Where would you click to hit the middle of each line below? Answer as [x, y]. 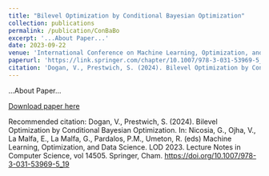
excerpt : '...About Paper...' [59, 38]
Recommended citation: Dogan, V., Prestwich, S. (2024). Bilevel [113, 122]
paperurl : [25, 61]
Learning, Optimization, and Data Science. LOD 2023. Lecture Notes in [125, 147]
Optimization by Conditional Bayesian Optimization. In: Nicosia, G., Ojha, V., [132, 130]
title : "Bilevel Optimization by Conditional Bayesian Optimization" [127, 16]
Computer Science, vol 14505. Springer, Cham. [85, 155]
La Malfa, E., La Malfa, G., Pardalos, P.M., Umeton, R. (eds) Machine [120, 138]
